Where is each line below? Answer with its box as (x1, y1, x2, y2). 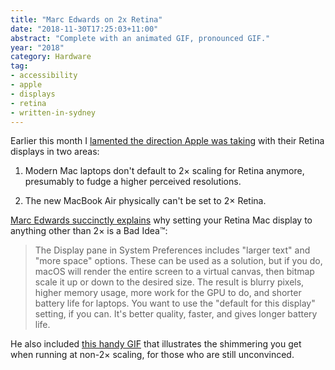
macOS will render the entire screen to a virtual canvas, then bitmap (34, 266, 315, 278)
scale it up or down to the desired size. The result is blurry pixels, (34, 276, 305, 288)
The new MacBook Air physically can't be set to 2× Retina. (24, 195, 267, 207)
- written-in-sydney (10, 107, 97, 118)
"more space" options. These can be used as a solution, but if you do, (34, 255, 323, 267)
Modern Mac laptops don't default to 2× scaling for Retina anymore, (24, 165, 305, 177)
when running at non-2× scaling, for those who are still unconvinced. (10, 349, 295, 361)
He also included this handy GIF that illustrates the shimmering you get (10, 338, 302, 350)
